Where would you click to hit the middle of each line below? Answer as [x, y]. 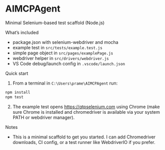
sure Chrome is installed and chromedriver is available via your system [86, 112]
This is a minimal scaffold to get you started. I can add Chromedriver [84, 137]
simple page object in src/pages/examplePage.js [63, 53]
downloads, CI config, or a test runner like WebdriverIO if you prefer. [84, 142]
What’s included [22, 32]
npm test [14, 97]
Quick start [17, 73]
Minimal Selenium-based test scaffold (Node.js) [55, 23]
